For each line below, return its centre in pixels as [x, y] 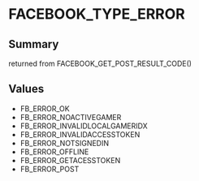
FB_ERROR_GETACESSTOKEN [70, 160]
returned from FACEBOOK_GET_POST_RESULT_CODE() [100, 63]
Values [26, 89]
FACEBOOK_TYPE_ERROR [97, 14]
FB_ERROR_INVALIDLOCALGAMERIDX [84, 126]
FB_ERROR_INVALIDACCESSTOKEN [80, 134]
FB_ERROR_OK [45, 108]
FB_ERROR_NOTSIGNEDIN [65, 143]
